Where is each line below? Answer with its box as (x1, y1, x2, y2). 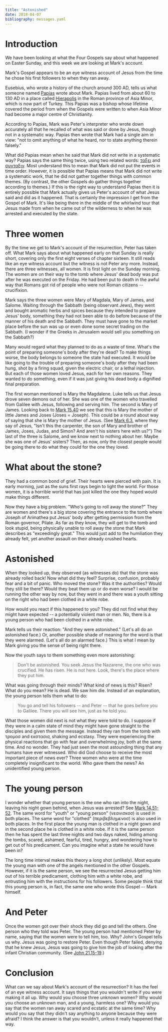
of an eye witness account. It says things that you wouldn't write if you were (5, 989, 162, 995)
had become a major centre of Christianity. (5, 111, 93, 118)
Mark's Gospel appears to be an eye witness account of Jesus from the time (5, 70, 163, 76)
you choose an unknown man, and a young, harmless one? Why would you (5, 999, 159, 1005)
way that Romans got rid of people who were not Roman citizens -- (5, 282, 143, 288)
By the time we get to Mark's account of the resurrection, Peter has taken (5, 245, 156, 251)
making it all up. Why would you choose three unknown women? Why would (5, 994, 162, 1000)
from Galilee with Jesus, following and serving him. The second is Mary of (5, 402, 158, 408)
